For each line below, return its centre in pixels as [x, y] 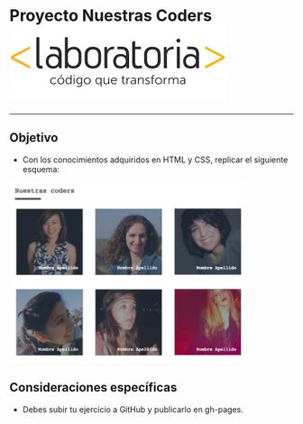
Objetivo [34, 138]
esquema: [41, 169]
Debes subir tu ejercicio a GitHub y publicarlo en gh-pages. [133, 409]
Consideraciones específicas [93, 387]
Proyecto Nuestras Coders [111, 16]
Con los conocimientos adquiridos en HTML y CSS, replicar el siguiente [155, 160]
